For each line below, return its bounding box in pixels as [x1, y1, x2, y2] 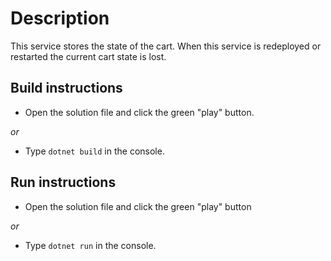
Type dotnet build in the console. [24, 145, 165, 157]
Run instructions [10, 174, 117, 191]
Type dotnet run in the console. [24, 239, 157, 251]
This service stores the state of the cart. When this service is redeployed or [10, 40, 322, 52]
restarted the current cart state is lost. [10, 50, 167, 62]
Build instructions [10, 80, 123, 97]
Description [10, 7, 110, 30]
